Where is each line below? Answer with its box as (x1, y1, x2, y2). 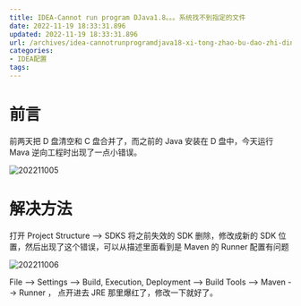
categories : (9, 47, 54, 55)
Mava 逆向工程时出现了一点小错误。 (9, 147, 142, 157)
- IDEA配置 (9, 55, 47, 64)
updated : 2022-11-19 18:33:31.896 (9, 30, 139, 38)
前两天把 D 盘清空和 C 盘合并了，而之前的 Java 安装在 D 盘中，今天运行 (9, 135, 274, 146)
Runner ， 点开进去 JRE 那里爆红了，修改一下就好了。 (19, 287, 218, 298)
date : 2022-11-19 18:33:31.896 (9, 21, 126, 30)
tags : (9, 64, 30, 72)
